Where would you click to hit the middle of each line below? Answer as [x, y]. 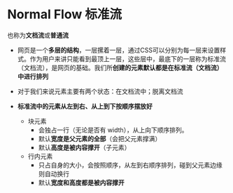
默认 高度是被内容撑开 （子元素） [84, 147]
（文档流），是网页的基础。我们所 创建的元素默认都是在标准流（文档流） [120, 67]
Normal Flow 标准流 [65, 14]
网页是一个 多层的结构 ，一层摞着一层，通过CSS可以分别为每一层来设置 [119, 50]
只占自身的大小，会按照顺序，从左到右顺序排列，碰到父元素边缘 [130, 165]
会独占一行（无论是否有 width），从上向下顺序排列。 [113, 130]
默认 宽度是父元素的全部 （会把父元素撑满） [100, 138]
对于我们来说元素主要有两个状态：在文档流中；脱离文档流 [100, 91]
